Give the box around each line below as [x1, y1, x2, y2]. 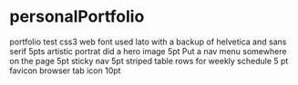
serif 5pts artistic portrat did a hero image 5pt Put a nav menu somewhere [9, 45, 287, 56]
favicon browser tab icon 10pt [9, 65, 121, 76]
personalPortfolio [9, 6, 145, 27]
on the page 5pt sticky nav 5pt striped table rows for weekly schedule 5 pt [9, 55, 289, 66]
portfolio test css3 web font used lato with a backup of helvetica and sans [9, 36, 287, 47]
